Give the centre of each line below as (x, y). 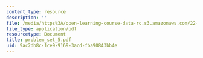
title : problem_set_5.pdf (39, 40)
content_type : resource (36, 12)
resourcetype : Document (36, 34)
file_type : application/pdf (42, 29)
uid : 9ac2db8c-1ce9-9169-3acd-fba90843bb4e (62, 46)
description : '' (27, 18)
